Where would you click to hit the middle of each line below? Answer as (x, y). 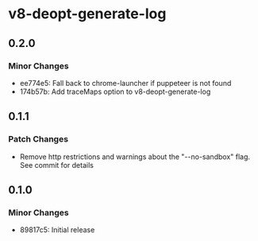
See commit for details (56, 165)
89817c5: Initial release (57, 230)
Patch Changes (39, 139)
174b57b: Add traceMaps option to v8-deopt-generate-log (115, 91)
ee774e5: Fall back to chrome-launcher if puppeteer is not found (125, 83)
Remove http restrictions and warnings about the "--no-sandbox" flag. (135, 157)
